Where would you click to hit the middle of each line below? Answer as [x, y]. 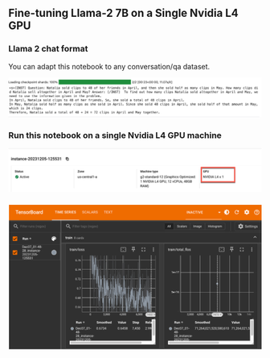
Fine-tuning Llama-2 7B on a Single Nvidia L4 [123, 13]
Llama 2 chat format [48, 49]
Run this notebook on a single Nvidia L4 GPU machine [115, 135]
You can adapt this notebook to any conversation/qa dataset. [109, 66]
